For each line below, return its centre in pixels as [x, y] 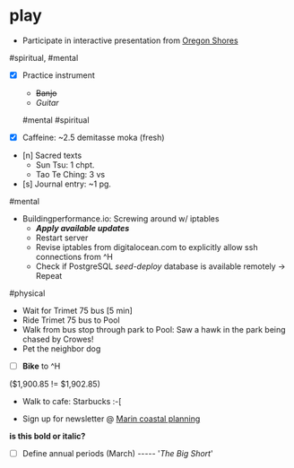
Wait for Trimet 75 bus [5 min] [77, 311]
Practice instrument [59, 75]
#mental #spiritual [56, 120]
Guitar [48, 103]
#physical [27, 293]
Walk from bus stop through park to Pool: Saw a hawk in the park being [154, 330]
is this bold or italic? [48, 437]
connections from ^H [74, 257]
